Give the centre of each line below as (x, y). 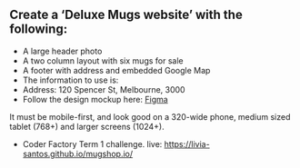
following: (39, 30)
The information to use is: (70, 80)
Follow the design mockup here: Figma (95, 99)
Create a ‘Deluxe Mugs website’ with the (126, 15)
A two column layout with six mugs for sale (103, 60)
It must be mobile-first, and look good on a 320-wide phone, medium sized (150, 116)
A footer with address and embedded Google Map (116, 70)
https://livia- (187, 143)
